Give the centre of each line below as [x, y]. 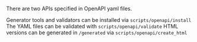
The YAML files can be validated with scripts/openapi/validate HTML [92, 26]
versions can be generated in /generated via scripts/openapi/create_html [97, 33]
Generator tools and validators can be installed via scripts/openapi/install [99, 20]
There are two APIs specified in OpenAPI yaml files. [69, 9]
